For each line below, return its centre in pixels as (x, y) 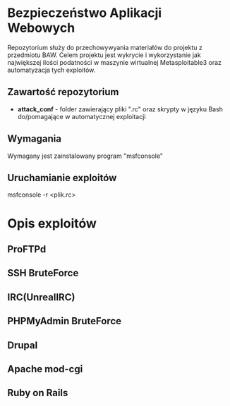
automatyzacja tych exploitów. (52, 70)
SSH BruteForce (43, 273)
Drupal (23, 345)
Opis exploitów (52, 223)
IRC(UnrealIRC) (41, 297)
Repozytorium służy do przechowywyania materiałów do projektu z (105, 47)
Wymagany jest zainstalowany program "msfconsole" (85, 156)
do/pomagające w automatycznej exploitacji (81, 116)
